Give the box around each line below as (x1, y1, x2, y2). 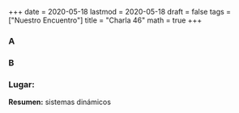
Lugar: (8, 78, 35, 90)
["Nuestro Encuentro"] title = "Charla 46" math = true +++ (8, 15, 203, 25)
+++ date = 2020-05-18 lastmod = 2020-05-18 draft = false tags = (8, 7, 232, 16)
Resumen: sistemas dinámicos (8, 97, 112, 107)
